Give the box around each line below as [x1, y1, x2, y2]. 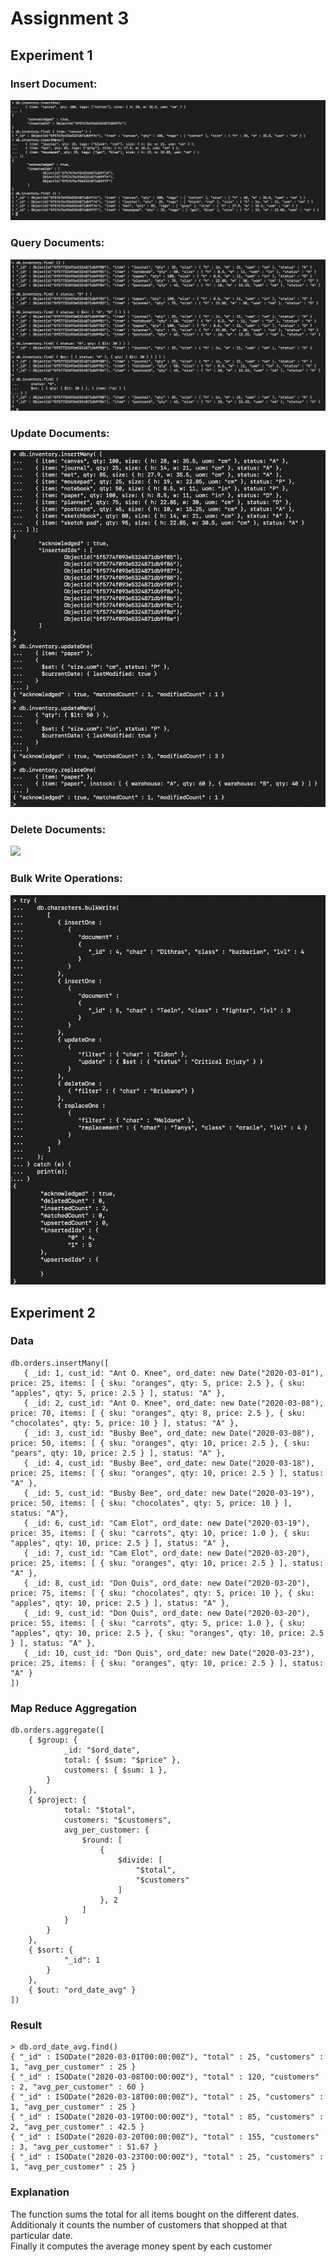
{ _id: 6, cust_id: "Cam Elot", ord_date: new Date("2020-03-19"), [23, 1518, 311, 1528]
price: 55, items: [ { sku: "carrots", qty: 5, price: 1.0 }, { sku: [10, 1618, 307, 1628]
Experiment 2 [10, 1304, 96, 1321]
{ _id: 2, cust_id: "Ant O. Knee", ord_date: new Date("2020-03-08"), [23, 1398, 325, 1408]
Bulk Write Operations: [10, 872, 123, 886]
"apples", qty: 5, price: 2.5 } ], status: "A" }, [10, 1388, 226, 1398]
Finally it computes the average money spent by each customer [10, 2240, 273, 2252]
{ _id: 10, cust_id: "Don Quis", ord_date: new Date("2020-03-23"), [23, 1648, 315, 1658]
